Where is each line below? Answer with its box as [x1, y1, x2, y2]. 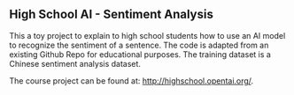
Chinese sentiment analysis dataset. [9, 58, 142, 69]
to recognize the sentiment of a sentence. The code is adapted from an [9, 40, 269, 50]
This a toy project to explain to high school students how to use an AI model [9, 30, 286, 40]
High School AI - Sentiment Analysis [9, 7, 214, 22]
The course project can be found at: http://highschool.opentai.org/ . [9, 75, 254, 86]
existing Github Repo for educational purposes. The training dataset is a [9, 48, 272, 60]
